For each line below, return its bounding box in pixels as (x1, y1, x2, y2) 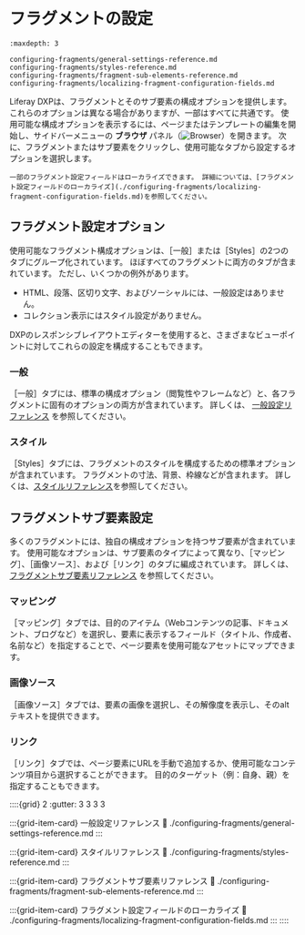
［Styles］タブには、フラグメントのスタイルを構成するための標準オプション (9, 458, 296, 469)
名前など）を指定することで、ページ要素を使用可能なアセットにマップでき (9, 640, 289, 651)
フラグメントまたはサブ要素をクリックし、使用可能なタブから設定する (25, 141, 289, 152)
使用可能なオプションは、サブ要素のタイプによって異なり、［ (26, 547, 253, 558)
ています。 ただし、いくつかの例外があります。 (16, 268, 194, 279)
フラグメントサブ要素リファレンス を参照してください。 (9, 570, 219, 581)
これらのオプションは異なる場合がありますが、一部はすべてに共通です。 (9, 107, 280, 118)
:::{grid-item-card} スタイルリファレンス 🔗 (9, 847, 168, 858)
